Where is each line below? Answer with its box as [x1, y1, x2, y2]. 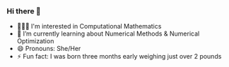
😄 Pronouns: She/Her [16, 45, 81, 53]
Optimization [16, 37, 54, 45]
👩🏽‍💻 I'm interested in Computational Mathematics [16, 22, 162, 31]
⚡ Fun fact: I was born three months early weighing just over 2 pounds [16, 52, 222, 61]
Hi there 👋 [6, 6, 42, 16]
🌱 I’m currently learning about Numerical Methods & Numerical [16, 29, 200, 38]
